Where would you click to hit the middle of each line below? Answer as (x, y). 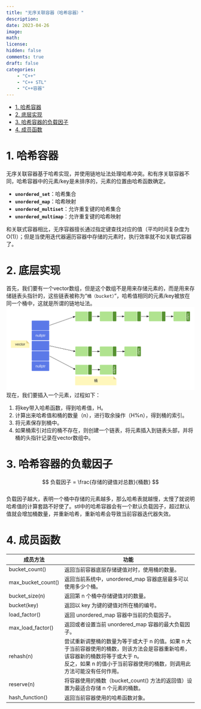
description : (22, 19)
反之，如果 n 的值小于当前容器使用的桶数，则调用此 (128, 664)
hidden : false (24, 51)
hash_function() (28, 698)
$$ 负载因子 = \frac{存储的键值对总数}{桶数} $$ (100, 482)
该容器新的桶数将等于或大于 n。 (103, 656)
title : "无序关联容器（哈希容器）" (45, 13)
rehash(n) (21, 656)
